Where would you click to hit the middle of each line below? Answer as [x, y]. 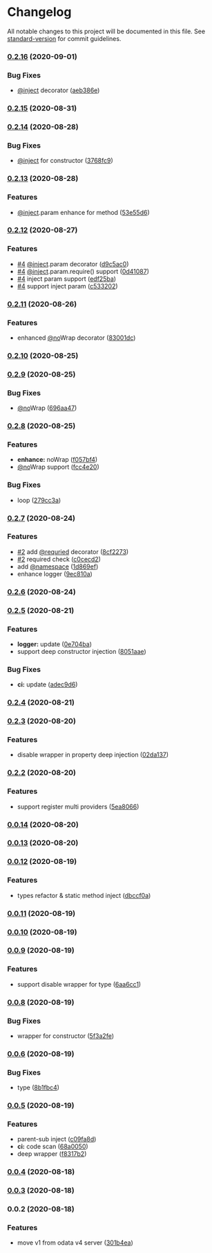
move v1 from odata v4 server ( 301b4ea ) [75, 1243]
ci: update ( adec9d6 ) [47, 684]
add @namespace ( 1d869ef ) [58, 567]
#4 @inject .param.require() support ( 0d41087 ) [83, 271]
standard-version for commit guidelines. [64, 38]
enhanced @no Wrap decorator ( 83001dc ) [76, 338]
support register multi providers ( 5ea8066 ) [78, 806]
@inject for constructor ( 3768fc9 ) [65, 161]
